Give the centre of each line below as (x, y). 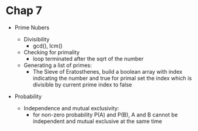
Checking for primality (51, 52)
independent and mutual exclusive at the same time (97, 121)
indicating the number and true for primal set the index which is (112, 78)
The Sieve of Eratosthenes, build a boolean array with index (108, 71)
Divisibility (37, 39)
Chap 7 (24, 11)
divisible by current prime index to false (82, 84)
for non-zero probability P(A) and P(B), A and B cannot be (105, 115)
